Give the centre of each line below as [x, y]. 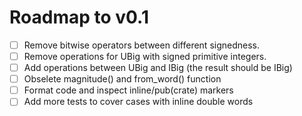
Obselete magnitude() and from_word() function [122, 79]
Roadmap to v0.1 [79, 17]
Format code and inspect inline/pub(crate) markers [128, 90]
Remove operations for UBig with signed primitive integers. [145, 56]
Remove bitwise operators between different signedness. [142, 45]
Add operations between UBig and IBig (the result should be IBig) [158, 68]
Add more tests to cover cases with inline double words [138, 102]
